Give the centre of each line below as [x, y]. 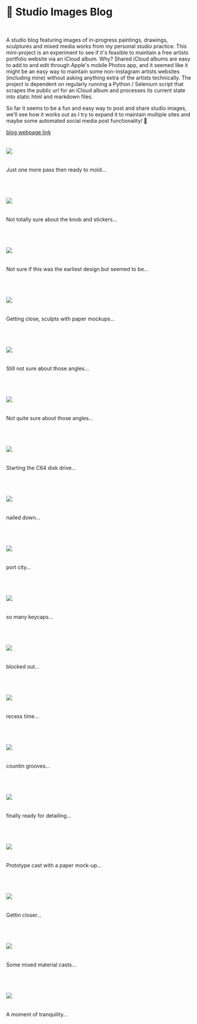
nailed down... [23, 517]
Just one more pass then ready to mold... [56, 170]
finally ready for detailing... [39, 815]
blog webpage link [29, 132]
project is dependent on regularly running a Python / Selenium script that [95, 84]
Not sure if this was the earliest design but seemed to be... [77, 269]
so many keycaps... [30, 617]
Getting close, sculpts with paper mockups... [61, 319]
